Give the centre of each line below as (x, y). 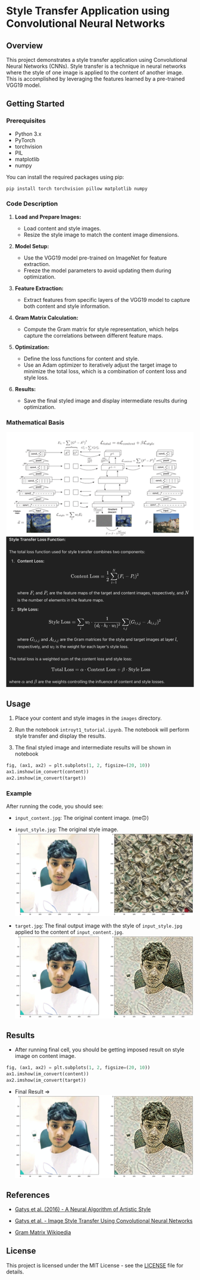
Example (19, 793)
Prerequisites (26, 121)
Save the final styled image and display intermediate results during (105, 401)
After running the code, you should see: (55, 806)
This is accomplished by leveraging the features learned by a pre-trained (96, 79)
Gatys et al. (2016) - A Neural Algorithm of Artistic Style (83, 1209)
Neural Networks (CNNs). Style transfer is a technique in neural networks (96, 66)
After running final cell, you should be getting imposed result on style (99, 1050)
